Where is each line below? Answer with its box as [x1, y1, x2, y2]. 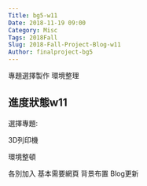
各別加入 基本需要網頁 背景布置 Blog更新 [8, 169, 139, 178]
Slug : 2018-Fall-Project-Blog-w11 [8, 41, 122, 49]
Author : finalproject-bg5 [8, 48, 93, 56]
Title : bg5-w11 [8, 11, 58, 20]
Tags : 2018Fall [8, 33, 58, 42]
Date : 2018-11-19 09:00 [8, 19, 86, 27]
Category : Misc [8, 26, 58, 34]
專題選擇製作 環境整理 [8, 71, 79, 80]
